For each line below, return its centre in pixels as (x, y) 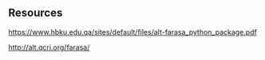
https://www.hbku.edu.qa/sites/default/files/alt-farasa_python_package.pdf (132, 32)
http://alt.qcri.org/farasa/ (49, 47)
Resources (36, 13)
